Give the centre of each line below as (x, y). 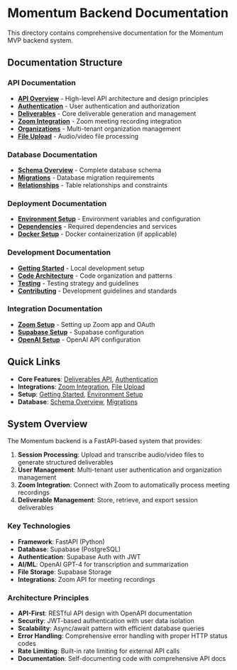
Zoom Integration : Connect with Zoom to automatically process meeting (124, 485)
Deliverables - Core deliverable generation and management (107, 113)
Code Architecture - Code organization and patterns (95, 276)
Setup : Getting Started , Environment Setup (80, 394)
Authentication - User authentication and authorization (99, 106)
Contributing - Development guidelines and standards (97, 291)
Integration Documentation (55, 309)
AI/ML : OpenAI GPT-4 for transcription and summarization (103, 564)
